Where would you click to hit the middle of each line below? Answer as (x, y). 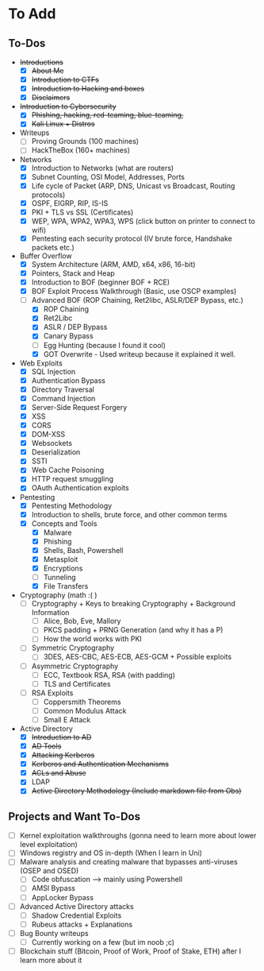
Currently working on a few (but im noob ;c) (103, 942)
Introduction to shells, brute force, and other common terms (129, 514)
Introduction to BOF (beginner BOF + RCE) (101, 282)
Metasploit (61, 559)
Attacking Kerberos (63, 755)
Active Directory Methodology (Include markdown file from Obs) (136, 791)
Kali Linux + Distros (63, 124)
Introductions (41, 62)
